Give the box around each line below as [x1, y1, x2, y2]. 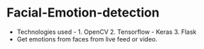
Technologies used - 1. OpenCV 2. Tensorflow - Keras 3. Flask [16, 28, 197, 36]
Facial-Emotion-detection [6, 5, 160, 21]
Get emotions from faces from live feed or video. [16, 35, 158, 43]
